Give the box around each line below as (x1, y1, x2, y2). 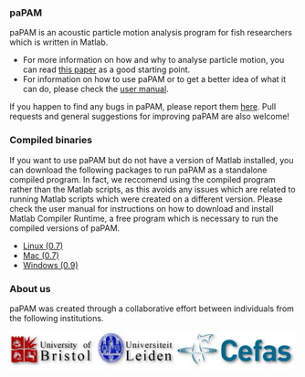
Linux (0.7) (22, 240, 64, 251)
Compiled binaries (9, 134, 93, 147)
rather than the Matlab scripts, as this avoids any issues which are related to (9, 183, 296, 194)
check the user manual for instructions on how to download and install (9, 203, 274, 214)
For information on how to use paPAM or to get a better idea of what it (22, 74, 287, 85)
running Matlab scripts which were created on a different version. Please (9, 194, 283, 204)
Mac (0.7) (22, 249, 59, 261)
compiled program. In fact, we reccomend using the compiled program (9, 173, 276, 184)
